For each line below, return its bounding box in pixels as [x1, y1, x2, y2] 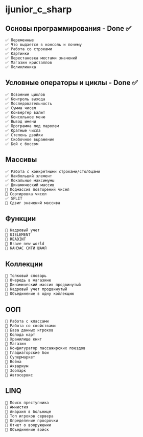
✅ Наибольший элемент [5, 173, 53, 178]
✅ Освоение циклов [5, 92, 45, 97]
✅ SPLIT [5, 196, 23, 201]
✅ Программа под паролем [5, 123, 59, 129]
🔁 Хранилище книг [5, 337, 42, 342]
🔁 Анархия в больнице [5, 409, 52, 414]
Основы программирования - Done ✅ [5, 24, 132, 33]
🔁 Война [5, 359, 22, 365]
